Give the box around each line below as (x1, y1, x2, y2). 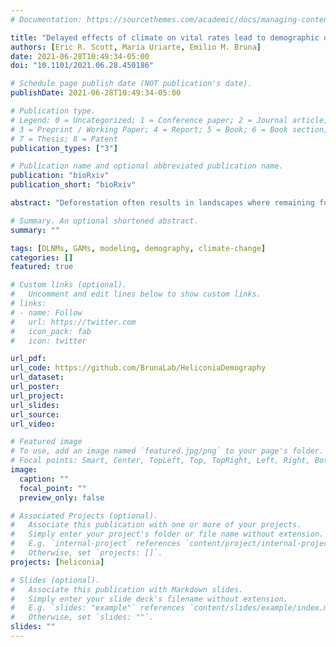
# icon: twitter (10, 336, 87, 346)
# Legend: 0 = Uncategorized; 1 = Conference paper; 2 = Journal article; (10, 115, 329, 125)
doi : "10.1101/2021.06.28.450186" (10, 61, 155, 71)
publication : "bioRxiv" (10, 171, 110, 181)
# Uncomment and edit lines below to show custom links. (10, 289, 262, 300)
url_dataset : (10, 372, 65, 383)
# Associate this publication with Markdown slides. (10, 584, 244, 595)
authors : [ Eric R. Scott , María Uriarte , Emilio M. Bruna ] (10, 42, 262, 52)
